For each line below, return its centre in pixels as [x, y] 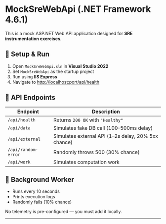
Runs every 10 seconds [36, 191]
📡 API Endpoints [30, 98]
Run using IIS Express [35, 77]
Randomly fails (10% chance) [42, 202]
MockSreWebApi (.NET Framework [78, 9]
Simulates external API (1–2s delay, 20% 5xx [106, 136]
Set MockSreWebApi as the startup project [53, 71]
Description [106, 112]
